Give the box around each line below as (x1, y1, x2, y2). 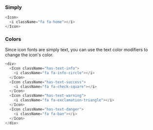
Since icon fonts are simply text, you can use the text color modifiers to (5, 47, 148, 53)
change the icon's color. (5, 52, 54, 58)
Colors (5, 36, 21, 43)
